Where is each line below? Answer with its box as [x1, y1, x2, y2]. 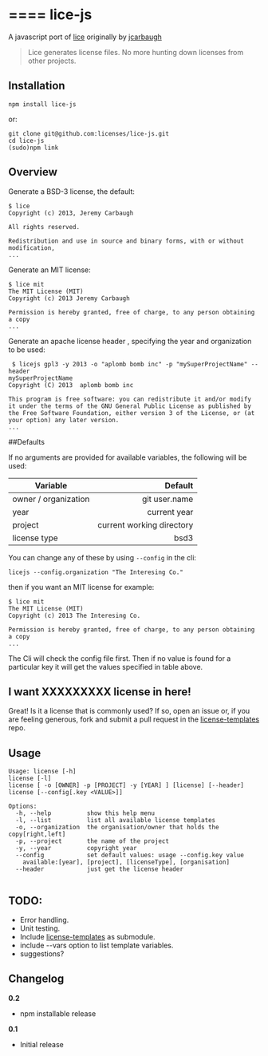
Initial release [19, 1039, 64, 1049]
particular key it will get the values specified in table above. [8, 662, 203, 671]
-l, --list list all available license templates [15, 817, 216, 825]
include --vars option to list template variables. [19, 940, 174, 950]
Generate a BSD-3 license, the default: [8, 186, 136, 196]
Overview [8, 165, 58, 179]
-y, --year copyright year [15, 844, 137, 852]
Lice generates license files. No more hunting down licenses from [27, 47, 244, 57]
